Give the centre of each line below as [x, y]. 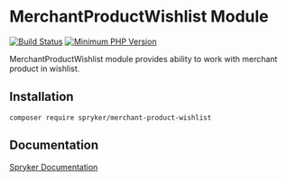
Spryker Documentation [54, 167]
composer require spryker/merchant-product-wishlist [111, 118]
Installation [42, 97]
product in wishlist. [45, 68]
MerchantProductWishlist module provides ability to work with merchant [143, 59]
